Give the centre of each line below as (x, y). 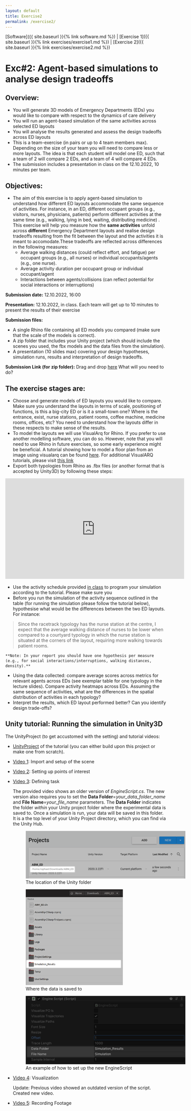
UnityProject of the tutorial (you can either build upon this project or (84, 746)
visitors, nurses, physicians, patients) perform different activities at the (87, 214)
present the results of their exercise (43, 310)
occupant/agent (37, 274)
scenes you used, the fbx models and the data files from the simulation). (89, 346)
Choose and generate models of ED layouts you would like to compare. (87, 401)
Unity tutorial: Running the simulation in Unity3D (84, 724)
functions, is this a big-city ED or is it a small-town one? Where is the (85, 412)
